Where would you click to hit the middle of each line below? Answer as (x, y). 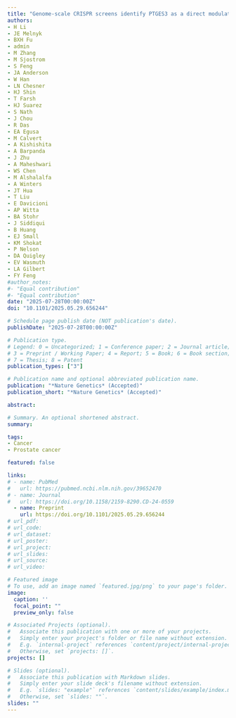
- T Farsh (22, 99)
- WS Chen (22, 171)
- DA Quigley (26, 256)
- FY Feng (22, 275)
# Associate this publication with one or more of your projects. (110, 632)
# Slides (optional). (39, 670)
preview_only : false (44, 612)
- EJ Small (23, 237)
